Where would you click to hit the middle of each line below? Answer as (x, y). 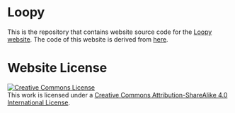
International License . (39, 102)
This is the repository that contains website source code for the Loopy (110, 32)
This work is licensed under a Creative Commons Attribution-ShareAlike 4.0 (117, 95)
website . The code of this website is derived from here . (88, 39)
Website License (57, 68)
